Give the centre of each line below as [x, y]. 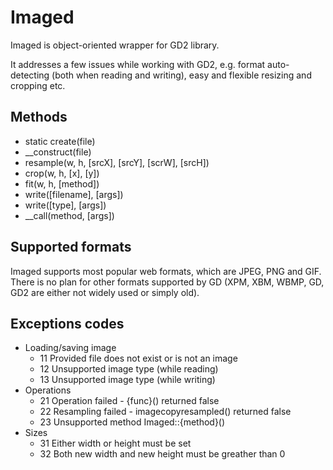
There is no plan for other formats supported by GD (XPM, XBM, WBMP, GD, [167, 282]
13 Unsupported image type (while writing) [127, 380]
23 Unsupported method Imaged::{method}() [132, 422]
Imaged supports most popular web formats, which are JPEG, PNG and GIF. [166, 271]
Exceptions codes [67, 323]
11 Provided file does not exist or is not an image [138, 358]
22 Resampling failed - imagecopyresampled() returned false [165, 412]
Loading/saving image [70, 348]
